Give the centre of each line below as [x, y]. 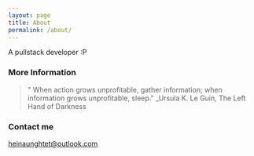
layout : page [29, 15]
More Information [42, 73]
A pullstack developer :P [48, 53]
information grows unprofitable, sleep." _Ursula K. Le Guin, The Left [136, 98]
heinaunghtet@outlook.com [53, 143]
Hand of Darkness [57, 106]
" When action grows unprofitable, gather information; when [125, 89]
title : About [29, 23]
